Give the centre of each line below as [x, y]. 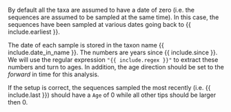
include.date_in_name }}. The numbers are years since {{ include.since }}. [113, 52]
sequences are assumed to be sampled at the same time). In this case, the [113, 17]
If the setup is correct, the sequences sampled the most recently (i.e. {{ [109, 88]
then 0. [18, 102]
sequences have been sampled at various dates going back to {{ [100, 24]
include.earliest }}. [34, 32]
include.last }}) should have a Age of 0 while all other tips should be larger [112, 95]
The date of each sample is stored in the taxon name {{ [86, 45]
